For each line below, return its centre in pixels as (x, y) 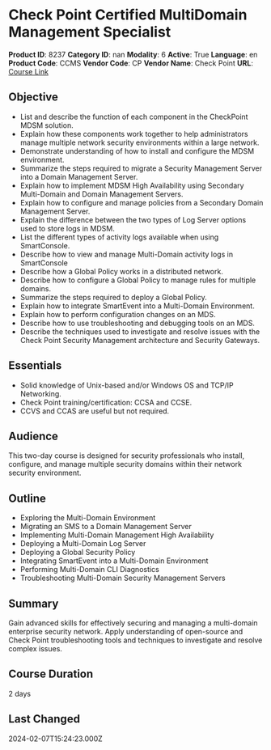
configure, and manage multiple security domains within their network (125, 464)
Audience (34, 436)
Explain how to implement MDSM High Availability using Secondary (132, 185)
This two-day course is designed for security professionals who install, (127, 456)
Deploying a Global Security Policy (78, 553)
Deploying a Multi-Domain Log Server (83, 544)
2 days (19, 693)
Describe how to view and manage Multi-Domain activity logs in (126, 254)
